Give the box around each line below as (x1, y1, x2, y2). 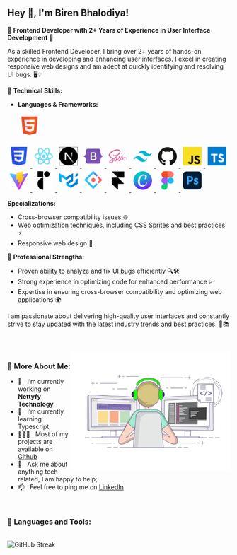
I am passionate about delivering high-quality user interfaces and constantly (7, 312, 230, 320)
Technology (17, 400, 54, 409)
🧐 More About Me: (7, 361, 71, 371)
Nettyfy (17, 392, 41, 401)
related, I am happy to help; (17, 475, 98, 484)
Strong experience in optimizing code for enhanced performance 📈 (17, 277, 216, 286)
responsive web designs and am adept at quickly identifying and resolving (7, 62, 224, 71)
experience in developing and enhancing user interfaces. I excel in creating (7, 54, 226, 63)
